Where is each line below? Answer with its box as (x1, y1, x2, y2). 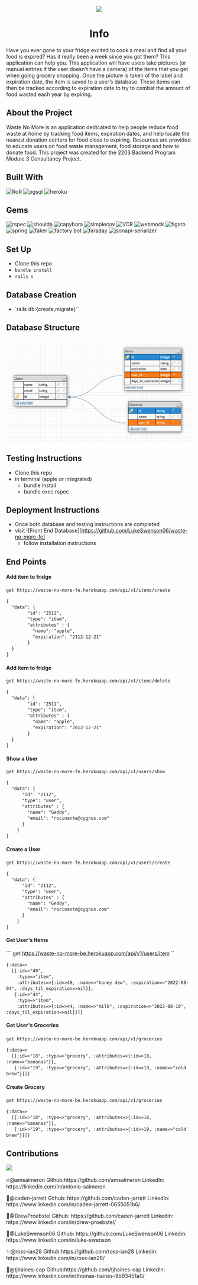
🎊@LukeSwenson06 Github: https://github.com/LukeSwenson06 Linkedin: (6, 1230, 187, 1238)
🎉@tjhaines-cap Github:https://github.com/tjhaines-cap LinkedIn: (6, 1266, 165, 1273)
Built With (6, 172, 43, 182)
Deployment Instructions (6, 505, 100, 515)
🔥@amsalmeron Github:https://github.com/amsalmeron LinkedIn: (6, 1177, 164, 1184)
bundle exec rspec (23, 488, 69, 495)
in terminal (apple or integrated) (14, 475, 93, 482)
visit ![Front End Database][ (14, 527, 82, 534)
